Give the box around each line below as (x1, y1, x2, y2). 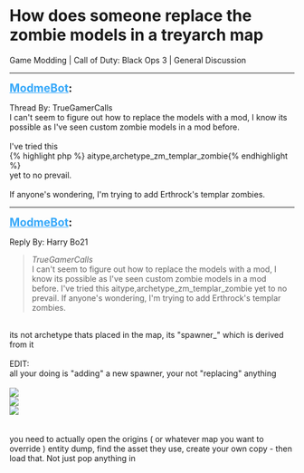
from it (9, 339, 34, 350)
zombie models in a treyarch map (9, 24, 264, 45)
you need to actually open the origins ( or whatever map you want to (9, 433, 264, 444)
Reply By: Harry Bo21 (9, 236, 89, 247)
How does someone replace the (9, 5, 252, 26)
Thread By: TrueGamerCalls (9, 101, 113, 113)
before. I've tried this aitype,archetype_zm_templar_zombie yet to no (31, 283, 288, 294)
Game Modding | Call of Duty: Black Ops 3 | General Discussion (9, 54, 247, 65)
